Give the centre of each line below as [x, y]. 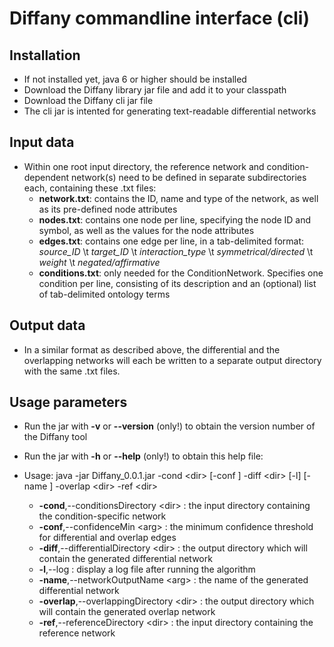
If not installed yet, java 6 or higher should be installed [135, 79]
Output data [47, 325]
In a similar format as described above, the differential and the [152, 349]
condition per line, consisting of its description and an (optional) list [177, 283]
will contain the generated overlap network [127, 612]
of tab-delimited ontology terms [104, 294]
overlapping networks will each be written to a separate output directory [172, 360]
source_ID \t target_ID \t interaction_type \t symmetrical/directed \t [176, 251]
